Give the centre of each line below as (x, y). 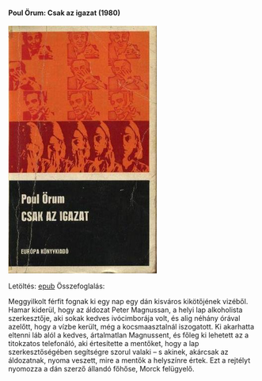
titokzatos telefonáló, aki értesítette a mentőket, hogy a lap (104, 344)
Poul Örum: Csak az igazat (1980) (65, 13)
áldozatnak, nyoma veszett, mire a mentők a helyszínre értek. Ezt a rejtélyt (129, 360)
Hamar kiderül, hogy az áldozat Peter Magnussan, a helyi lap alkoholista (125, 310)
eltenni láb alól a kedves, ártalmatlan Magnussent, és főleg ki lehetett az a (129, 335)
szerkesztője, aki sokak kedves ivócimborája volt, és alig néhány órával (124, 318)
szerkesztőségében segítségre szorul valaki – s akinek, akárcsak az (118, 352)
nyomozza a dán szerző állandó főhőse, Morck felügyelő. (101, 369)
